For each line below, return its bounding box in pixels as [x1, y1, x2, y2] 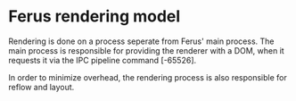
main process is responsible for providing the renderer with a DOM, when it [8, 45, 284, 55]
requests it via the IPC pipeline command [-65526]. [8, 55, 197, 65]
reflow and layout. [8, 81, 75, 92]
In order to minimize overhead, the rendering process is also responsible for [8, 72, 287, 82]
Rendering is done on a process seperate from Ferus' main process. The [8, 36, 275, 46]
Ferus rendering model [8, 6, 181, 27]
